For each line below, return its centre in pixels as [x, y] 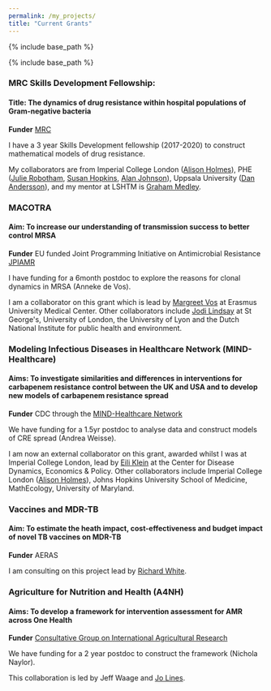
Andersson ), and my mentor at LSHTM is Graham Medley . [105, 187]
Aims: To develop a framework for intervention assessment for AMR [126, 611]
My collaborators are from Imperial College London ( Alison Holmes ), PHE [131, 169]
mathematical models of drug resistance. [77, 153]
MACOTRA [30, 208]
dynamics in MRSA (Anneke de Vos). [70, 286]
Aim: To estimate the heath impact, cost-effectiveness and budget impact [136, 529]
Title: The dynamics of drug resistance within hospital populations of [127, 103]
